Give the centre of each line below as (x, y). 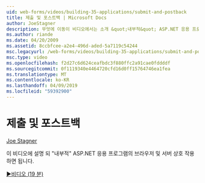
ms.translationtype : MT (37, 74)
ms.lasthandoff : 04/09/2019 (42, 86)
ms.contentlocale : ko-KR (38, 80)
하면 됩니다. (20, 161)
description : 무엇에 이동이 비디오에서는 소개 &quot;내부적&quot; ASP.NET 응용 (98, 29)
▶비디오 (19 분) (25, 174)
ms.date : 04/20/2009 (33, 40)
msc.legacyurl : (26, 52)
